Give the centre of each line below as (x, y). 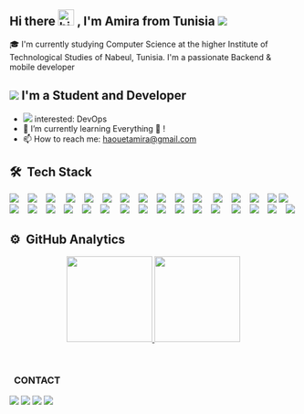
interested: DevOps (71, 119)
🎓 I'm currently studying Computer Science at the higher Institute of (139, 44)
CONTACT (37, 380)
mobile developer (42, 67)
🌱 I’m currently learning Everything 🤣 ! (94, 128)
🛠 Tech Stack (51, 172)
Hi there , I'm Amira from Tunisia (112, 21)
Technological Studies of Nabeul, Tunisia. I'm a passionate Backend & (141, 57)
